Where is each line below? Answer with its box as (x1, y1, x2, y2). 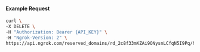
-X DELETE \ (5, 24, 35, 30)
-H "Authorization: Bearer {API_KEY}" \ (5, 29, 108, 35)
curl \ (5, 18, 22, 24)
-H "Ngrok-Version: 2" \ (5, 35, 67, 41)
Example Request (5, 5, 50, 12)
